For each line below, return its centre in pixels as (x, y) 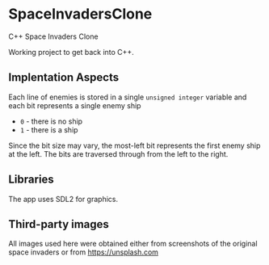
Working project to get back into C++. (71, 52)
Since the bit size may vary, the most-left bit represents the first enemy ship (134, 145)
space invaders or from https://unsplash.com (84, 252)
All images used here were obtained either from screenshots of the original (133, 244)
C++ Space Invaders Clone (53, 36)
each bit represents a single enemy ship (75, 105)
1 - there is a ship (49, 129)
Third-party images (59, 224)
